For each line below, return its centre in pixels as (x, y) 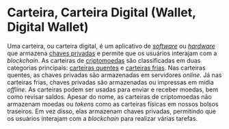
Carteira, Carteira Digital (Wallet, (102, 13)
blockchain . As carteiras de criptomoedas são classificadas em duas (104, 60)
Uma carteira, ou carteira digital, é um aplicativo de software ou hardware (111, 46)
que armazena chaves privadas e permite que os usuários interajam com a (112, 53)
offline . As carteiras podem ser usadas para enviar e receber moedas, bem (113, 89)
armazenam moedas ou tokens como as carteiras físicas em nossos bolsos (113, 104)
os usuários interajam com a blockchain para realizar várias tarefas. (103, 118)
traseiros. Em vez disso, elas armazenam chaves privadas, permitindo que (112, 111)
